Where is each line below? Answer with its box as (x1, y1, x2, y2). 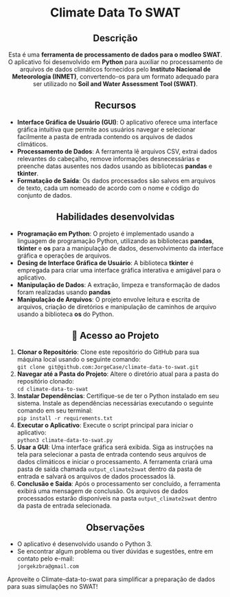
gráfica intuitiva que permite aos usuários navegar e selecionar (16, 125, 196, 134)
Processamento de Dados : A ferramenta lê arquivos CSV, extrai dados (16, 147, 218, 156)
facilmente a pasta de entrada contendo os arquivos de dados (16, 132, 194, 140)
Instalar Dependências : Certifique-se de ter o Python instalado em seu (16, 392, 220, 400)
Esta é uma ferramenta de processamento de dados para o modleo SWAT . (8, 50, 223, 59)
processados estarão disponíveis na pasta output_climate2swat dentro (16, 494, 218, 503)
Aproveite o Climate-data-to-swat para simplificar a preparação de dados (7, 575, 216, 583)
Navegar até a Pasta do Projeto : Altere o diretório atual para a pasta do (16, 370, 220, 378)
